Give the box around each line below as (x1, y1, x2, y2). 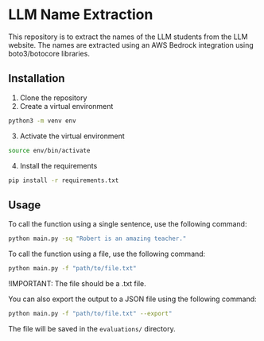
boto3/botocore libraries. (8, 48, 90, 58)
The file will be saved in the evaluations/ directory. (8, 324, 177, 333)
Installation (8, 72, 65, 85)
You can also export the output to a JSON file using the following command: (8, 294, 257, 304)
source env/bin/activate (8, 146, 91, 154)
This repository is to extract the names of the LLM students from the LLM (8, 32, 248, 41)
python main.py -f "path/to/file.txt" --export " (8, 309, 173, 317)
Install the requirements (19, 161, 98, 170)
